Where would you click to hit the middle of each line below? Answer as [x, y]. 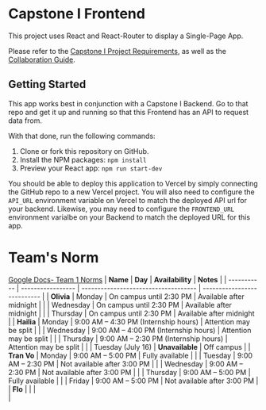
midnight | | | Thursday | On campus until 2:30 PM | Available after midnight [132, 313]
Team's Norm [54, 257]
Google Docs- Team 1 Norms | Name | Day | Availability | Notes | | [118, 279]
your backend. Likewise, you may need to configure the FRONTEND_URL [121, 209]
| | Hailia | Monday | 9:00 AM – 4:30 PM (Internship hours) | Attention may [129, 321]
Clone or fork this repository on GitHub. [84, 151]
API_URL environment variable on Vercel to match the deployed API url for [128, 200]
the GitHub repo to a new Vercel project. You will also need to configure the [132, 192]
